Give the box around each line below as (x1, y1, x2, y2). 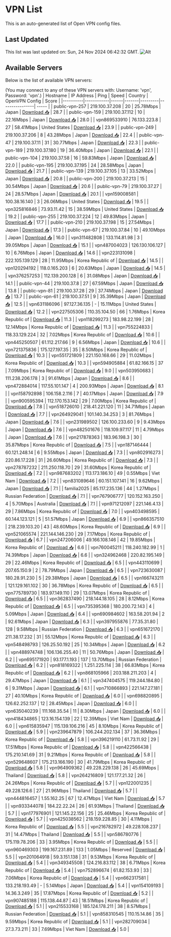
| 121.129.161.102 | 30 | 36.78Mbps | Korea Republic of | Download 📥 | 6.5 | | (5, 582, 164, 588)
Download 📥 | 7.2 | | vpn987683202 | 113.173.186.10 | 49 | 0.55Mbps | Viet (5, 470, 160, 476)
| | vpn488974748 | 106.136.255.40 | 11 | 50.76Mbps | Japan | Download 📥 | (5, 649, 164, 655)
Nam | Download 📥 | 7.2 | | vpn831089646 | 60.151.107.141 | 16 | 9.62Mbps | (5, 477, 163, 484)
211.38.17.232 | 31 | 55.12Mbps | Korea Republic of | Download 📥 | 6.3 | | (5, 633, 156, 640)
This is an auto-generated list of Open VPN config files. (5, 20, 121, 26)
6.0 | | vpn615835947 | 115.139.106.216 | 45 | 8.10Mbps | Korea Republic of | (5, 722, 163, 729)
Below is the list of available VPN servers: (5, 77, 93, 83)
